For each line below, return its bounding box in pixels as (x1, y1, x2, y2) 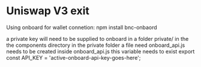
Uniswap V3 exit (6, 4, 90, 18)
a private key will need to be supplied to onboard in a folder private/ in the (6, 35, 189, 42)
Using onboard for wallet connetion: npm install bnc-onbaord (6, 24, 157, 31)
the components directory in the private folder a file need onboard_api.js (6, 42, 185, 49)
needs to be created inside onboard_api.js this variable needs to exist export (6, 47, 195, 55)
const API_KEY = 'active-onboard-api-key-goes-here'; (6, 54, 141, 61)
